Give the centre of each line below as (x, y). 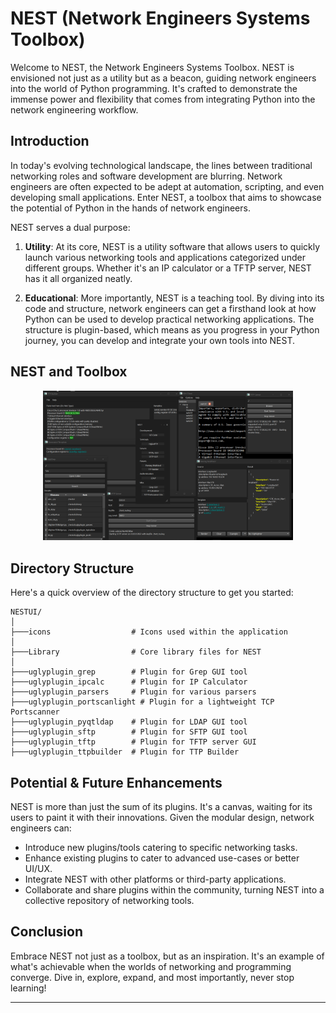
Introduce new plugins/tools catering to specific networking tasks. (161, 848)
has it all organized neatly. (78, 278)
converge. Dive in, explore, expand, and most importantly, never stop (152, 977)
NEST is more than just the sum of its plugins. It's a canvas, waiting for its (161, 807)
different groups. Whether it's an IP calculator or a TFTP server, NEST (168, 268)
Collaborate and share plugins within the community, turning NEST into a (174, 890)
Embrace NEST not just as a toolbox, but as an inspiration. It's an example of (167, 956)
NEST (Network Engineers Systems (160, 18)
